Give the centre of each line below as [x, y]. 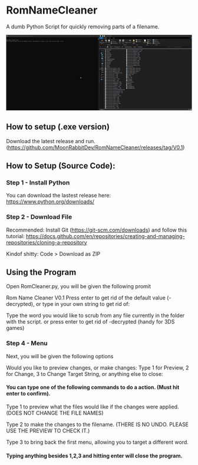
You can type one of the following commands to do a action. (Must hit [93, 387]
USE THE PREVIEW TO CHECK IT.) [48, 430]
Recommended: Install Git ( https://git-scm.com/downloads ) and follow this [97, 230]
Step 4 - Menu [27, 344]
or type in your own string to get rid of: [83, 304]
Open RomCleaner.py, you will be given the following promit [79, 286]
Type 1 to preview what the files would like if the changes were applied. [93, 407]
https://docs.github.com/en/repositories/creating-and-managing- [105, 236]
